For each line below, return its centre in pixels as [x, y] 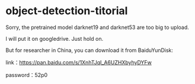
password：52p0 [27, 75]
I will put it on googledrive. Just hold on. [55, 38]
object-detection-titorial [67, 11]
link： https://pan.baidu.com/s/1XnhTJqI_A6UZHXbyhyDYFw [79, 62]
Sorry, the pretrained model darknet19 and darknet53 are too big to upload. [97, 27]
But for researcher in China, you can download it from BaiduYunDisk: [89, 50]
